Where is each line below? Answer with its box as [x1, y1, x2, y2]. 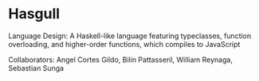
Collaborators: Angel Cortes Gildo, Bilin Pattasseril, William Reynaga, [8, 55, 233, 64]
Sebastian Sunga [8, 63, 65, 72]
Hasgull [8, 5, 61, 23]
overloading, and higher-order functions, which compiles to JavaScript [8, 39, 241, 48]
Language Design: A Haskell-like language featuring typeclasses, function [8, 31, 252, 40]
